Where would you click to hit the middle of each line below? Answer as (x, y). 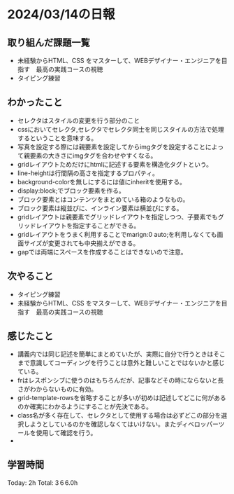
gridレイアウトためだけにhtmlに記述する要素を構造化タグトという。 (115, 164)
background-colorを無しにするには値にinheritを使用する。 (102, 181)
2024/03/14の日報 (61, 14)
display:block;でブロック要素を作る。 (71, 191)
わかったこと (35, 102)
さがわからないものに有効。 (57, 389)
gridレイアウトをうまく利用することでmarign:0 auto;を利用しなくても (117, 234)
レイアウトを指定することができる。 (88, 226)
